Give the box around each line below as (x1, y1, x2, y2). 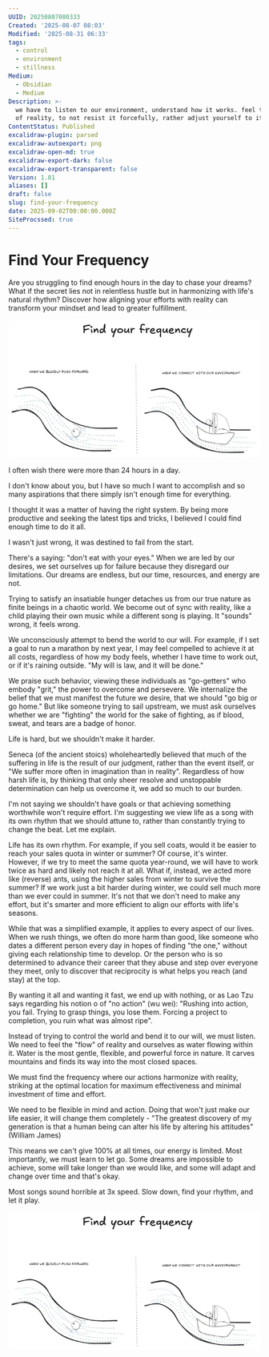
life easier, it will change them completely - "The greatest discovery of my (8, 1114, 252, 1123)
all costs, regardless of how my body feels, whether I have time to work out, (8, 652, 259, 662)
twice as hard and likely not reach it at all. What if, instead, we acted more (8, 865, 251, 876)
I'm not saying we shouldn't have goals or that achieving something (8, 799, 231, 809)
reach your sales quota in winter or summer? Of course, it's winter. (8, 849, 228, 858)
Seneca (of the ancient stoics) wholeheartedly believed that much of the (8, 749, 247, 760)
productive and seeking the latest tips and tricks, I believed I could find (8, 513, 242, 524)
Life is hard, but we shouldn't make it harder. (8, 734, 155, 744)
